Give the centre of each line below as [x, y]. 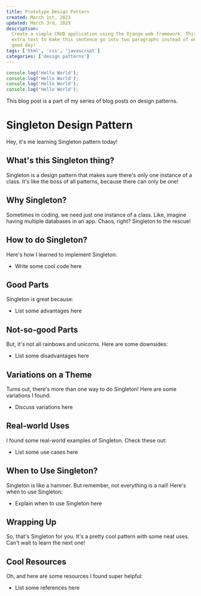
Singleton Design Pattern [70, 125]
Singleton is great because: [40, 299]
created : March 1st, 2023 [38, 17]
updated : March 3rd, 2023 [38, 23]
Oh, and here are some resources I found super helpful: [74, 576]
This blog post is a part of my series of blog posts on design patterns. [92, 101]
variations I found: [28, 395]
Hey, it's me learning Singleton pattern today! [62, 142]
